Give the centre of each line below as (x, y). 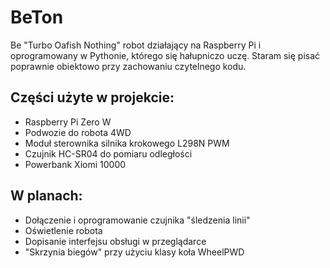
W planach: (46, 196)
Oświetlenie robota (63, 230)
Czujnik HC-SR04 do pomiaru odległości (108, 153)
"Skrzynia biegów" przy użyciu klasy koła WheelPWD (134, 252)
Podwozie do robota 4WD (78, 132)
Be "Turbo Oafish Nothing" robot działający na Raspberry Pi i (136, 45)
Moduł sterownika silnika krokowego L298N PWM (127, 143)
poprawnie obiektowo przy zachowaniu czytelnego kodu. (128, 66)
